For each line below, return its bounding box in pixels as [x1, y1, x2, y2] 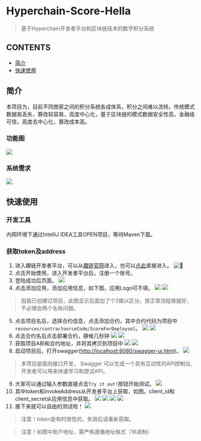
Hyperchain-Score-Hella [6, 4, 131, 18]
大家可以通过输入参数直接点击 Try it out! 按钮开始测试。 [14, 380, 155, 388]
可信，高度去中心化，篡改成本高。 [6, 118, 90, 125]
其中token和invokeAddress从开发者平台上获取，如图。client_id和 [14, 388, 175, 395]
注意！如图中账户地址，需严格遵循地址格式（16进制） [20, 428, 153, 436]
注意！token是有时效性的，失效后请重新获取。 [20, 415, 135, 423]
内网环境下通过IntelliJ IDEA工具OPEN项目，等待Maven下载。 [6, 231, 156, 238]
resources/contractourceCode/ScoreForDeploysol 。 [14, 325, 141, 332]
